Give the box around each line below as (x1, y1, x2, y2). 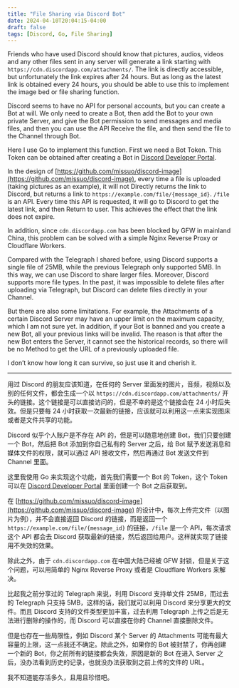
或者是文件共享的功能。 (7, 416, 76, 424)
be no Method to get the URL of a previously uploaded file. (7, 345, 179, 354)
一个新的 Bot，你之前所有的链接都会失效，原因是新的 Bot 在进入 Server (7, 650, 216, 658)
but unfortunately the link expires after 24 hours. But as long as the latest (7, 73, 222, 81)
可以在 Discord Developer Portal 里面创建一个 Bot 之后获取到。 (7, 482, 191, 491)
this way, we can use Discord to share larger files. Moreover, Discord (7, 270, 209, 279)
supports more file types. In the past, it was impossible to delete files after (7, 278, 225, 287)
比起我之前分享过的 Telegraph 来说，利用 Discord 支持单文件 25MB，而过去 (7, 590, 229, 598)
